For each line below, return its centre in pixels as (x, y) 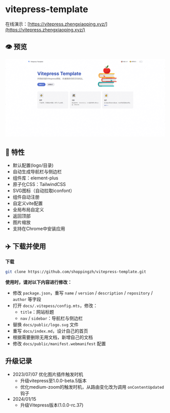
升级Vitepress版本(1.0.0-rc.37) (52, 405)
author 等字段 (27, 299)
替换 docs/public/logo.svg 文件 (45, 324)
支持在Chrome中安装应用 (39, 229)
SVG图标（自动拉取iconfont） (44, 191)
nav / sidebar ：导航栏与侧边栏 (52, 318)
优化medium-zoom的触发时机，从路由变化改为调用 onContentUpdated (92, 387)
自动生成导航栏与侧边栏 (37, 172)
